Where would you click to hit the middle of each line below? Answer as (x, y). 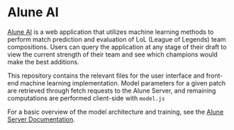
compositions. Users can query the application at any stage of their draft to (117, 47)
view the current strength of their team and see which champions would (112, 54)
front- (214, 76)
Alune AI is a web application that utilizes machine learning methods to (111, 32)
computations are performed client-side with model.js (86, 98)
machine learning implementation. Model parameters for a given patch (123, 83)
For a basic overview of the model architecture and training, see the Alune (116, 112)
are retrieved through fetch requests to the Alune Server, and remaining (112, 90)
